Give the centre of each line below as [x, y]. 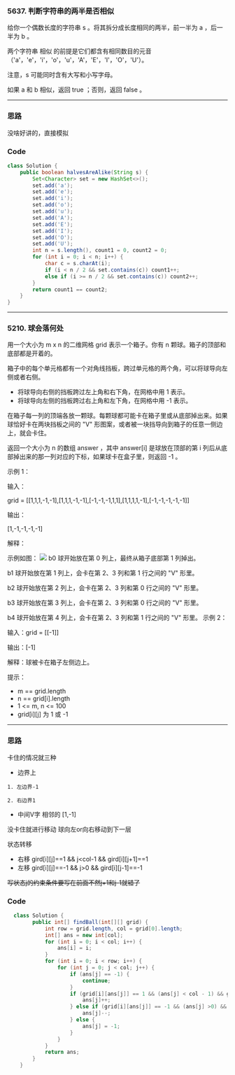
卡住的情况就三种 [32, 757]
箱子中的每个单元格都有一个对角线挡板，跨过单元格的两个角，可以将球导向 [114, 368]
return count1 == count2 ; [70, 289]
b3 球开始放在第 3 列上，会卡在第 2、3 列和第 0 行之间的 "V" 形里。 [105, 603]
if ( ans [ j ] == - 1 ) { [100, 974]
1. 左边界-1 [23, 787]
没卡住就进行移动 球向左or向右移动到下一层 [69, 829]
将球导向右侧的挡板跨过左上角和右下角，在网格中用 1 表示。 [103, 392]
